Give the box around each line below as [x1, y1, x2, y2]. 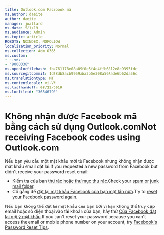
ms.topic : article [5, 35, 43, 40]
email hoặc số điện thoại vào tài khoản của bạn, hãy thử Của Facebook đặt [5, 208, 156, 214]
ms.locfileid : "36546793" [5, 89, 58, 94]
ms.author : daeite [5, 12, 43, 17]
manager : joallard [5, 21, 43, 26]
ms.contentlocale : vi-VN [5, 80, 56, 85]
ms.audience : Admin [5, 30, 45, 35]
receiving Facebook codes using [5, 131, 141, 143]
